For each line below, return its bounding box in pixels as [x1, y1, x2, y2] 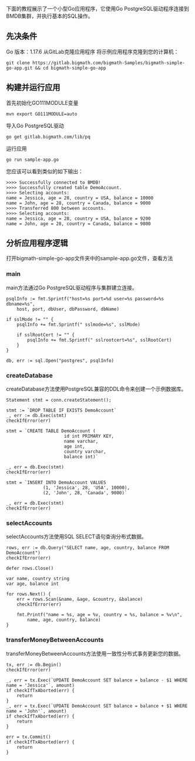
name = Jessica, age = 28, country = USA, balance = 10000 [6, 195, 154, 201]
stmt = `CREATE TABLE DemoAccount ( [6, 428, 96, 434]
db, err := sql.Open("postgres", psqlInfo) [6, 358, 115, 363]
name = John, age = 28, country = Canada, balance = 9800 [6, 220, 151, 227]
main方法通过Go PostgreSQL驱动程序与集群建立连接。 [6, 284, 138, 291]
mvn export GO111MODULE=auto [6, 111, 78, 117]
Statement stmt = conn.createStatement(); [6, 397, 112, 403]
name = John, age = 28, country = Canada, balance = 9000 [6, 200, 151, 206]
